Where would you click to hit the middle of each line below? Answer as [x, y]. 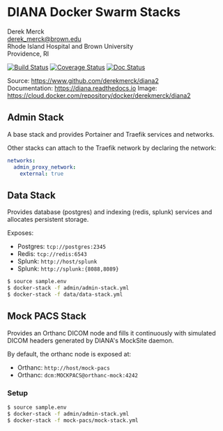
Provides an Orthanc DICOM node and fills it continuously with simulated [111, 333]
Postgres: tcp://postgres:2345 [62, 247]
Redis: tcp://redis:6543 [52, 254]
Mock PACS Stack [47, 316]
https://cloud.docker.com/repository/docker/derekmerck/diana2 [99, 96]
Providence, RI [28, 54]
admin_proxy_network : [45, 167]
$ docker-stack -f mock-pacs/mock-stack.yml [73, 420]
